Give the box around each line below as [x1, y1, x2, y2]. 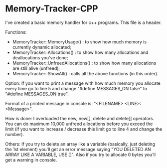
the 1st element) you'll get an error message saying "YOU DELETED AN [5, 146, 151, 152]
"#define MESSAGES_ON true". [5, 91, 69, 97]
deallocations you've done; [12, 54, 68, 60]
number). [5, 131, 24, 137]
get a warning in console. [5, 157, 57, 163]
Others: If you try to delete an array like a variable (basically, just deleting [5, 141, 156, 147]
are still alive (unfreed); [12, 65, 60, 71]
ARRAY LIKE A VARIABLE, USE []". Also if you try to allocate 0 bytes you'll [5, 152, 156, 158]
